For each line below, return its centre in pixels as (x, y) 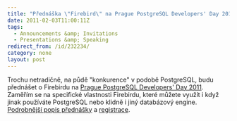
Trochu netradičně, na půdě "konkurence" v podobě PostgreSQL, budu (110, 79)
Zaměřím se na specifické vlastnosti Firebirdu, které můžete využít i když (113, 94)
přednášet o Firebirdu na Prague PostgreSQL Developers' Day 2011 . (105, 87)
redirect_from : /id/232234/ (49, 46)
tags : (15, 27)
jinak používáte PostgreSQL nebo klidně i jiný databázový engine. (102, 102)
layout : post (26, 60)
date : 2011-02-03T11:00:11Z (49, 20)
